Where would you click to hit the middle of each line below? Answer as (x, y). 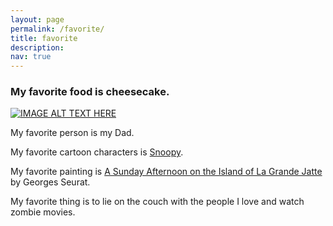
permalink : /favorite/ (57, 29)
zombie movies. (43, 212)
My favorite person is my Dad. (72, 133)
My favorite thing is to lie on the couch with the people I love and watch (157, 202)
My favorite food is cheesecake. (90, 92)
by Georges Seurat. (50, 182)
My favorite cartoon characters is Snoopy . (97, 152)
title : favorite (44, 38)
